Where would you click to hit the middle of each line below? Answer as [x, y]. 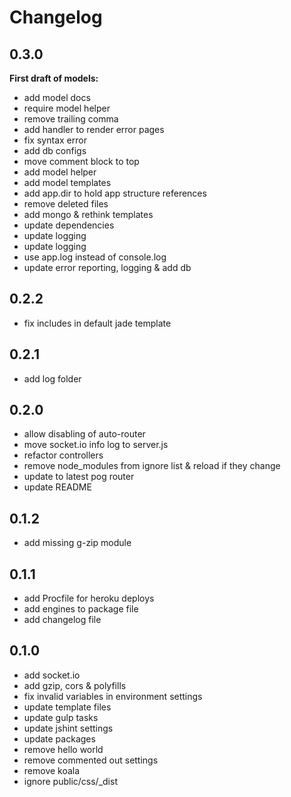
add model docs [57, 97]
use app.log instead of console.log [95, 257]
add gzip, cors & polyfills [75, 685]
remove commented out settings [91, 760]
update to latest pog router [79, 477]
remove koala [52, 770]
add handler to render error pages [94, 129]
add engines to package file [81, 609]
